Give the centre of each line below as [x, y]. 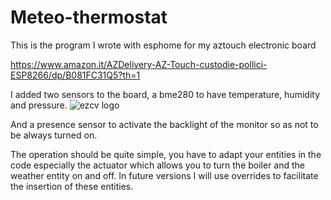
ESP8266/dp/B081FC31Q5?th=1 [75, 75]
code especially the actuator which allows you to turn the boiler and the [158, 165]
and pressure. [39, 105]
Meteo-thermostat [89, 17]
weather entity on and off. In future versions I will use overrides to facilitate [164, 175]
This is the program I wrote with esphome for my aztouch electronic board [163, 45]
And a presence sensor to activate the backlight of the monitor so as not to [164, 124]
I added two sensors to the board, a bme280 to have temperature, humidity [165, 94]
